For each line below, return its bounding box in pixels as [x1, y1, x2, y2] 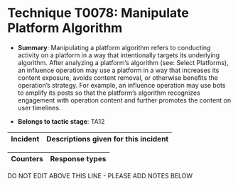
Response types [50, 153, 107, 163]
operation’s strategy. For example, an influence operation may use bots [17, 81, 226, 89]
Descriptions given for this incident [45, 134, 169, 144]
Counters [11, 153, 44, 163]
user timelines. [17, 103, 61, 112]
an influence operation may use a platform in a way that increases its [17, 66, 220, 74]
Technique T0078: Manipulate [7, 5, 190, 21]
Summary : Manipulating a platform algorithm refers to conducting [17, 43, 211, 52]
